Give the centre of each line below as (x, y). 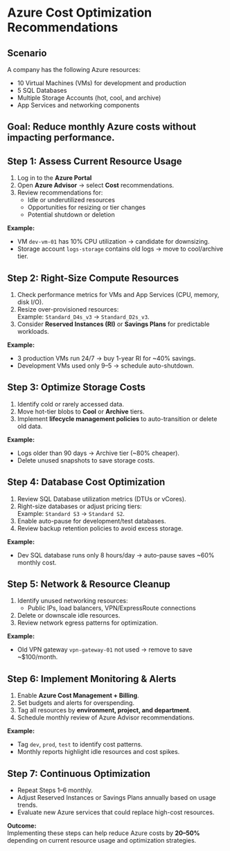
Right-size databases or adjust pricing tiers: (79, 506)
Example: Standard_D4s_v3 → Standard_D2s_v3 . (83, 317)
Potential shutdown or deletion (71, 215)
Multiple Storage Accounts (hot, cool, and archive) (89, 98)
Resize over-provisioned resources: (68, 310)
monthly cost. (37, 562)
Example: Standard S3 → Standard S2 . (71, 513)
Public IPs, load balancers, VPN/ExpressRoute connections (112, 608)
